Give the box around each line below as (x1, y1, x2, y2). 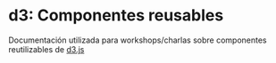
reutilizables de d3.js (8, 43, 85, 54)
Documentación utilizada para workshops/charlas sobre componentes (8, 35, 267, 45)
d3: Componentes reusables (8, 5, 224, 26)
